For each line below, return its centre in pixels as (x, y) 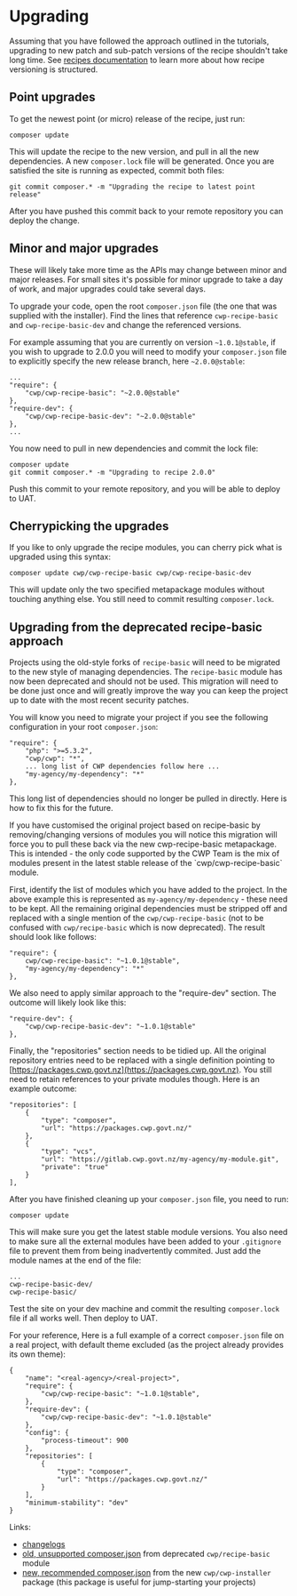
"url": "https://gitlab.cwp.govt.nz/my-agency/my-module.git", (160, 1159)
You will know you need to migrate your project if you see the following (139, 718)
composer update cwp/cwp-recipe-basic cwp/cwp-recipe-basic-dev (130, 573)
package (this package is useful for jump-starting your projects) (139, 1582)
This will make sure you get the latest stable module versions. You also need (148, 1232)
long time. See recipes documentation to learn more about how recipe (137, 60)
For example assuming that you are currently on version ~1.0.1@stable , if (143, 342)
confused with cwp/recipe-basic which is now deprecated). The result (137, 927)
